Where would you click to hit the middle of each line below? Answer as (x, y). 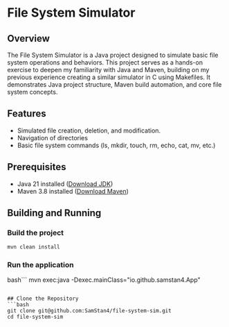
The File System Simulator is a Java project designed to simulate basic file (113, 55)
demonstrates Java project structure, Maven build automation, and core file (114, 84)
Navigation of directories (53, 137)
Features (27, 114)
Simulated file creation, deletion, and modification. (89, 131)
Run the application (40, 265)
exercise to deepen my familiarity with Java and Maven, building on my (108, 70)
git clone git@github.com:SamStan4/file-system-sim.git (89, 311)
